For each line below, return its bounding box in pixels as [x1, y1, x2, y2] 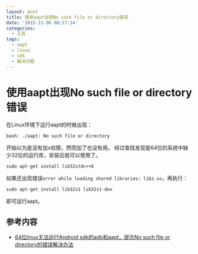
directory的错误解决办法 [14, 241, 74, 248]
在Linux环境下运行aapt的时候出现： [6, 121, 93, 128]
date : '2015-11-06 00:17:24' [6, 20, 78, 26]
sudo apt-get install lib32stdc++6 [6, 164, 94, 170]
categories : [6, 25, 36, 31]
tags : [6, 36, 20, 42]
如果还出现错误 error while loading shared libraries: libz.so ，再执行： [6, 174, 189, 182]
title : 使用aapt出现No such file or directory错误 [6, 14, 129, 20]
